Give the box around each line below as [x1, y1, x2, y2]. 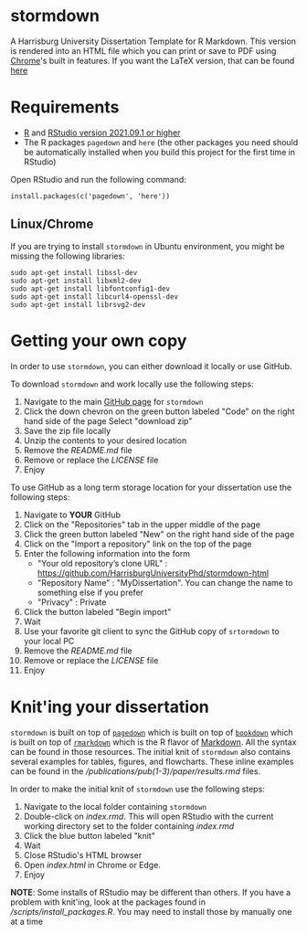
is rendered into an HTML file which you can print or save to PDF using [10, 45, 277, 56]
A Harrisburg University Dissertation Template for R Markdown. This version [10, 36, 296, 47]
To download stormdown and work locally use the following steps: [10, 378, 254, 389]
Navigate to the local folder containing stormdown [23, 801, 207, 812]
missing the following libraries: [10, 250, 126, 261]
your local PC [23, 635, 75, 646]
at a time [10, 916, 44, 927]
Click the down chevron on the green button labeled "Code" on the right [23, 406, 295, 417]
